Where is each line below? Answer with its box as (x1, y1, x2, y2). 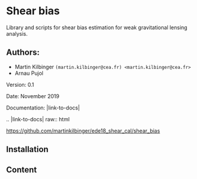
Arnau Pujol (14, 70, 43, 77)
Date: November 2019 (6, 92, 59, 99)
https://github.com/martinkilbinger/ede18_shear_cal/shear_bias (6, 127, 160, 134)
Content (6, 165, 37, 175)
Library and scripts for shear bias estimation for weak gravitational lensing (6, 24, 188, 31)
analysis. (6, 30, 28, 37)
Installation (6, 145, 49, 155)
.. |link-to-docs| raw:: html (6, 115, 70, 123)
